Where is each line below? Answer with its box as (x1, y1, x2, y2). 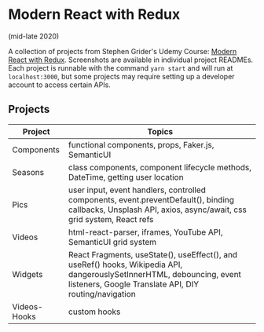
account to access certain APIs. (8, 80, 112, 89)
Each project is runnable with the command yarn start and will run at (8, 63, 233, 72)
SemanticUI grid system (68, 236, 157, 247)
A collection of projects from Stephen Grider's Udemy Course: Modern (8, 46, 237, 56)
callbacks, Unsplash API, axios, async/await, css (68, 204, 247, 215)
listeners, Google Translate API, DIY (68, 279, 200, 290)
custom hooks (68, 306, 121, 317)
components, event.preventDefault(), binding (68, 194, 234, 205)
